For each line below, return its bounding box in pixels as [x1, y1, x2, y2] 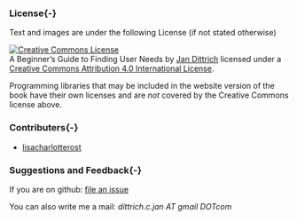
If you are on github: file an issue [9, 184, 129, 194]
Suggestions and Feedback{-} [9, 163, 143, 176]
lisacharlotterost [21, 141, 82, 153]
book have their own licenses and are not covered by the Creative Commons [9, 90, 289, 100]
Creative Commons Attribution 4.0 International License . [9, 63, 215, 74]
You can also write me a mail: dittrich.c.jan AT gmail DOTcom [9, 201, 232, 211]
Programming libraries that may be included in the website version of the [9, 81, 275, 91]
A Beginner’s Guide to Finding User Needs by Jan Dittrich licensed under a [9, 54, 282, 65]
